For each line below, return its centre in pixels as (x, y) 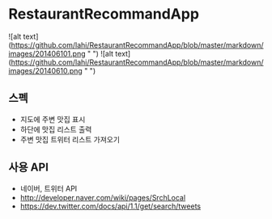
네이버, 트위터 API (49, 188)
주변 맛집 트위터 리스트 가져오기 (70, 139)
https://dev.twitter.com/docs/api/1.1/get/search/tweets (110, 206)
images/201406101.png (47, 53)
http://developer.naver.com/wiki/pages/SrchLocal (103, 197)
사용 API (28, 168)
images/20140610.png (45, 70)
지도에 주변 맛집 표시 (53, 119)
